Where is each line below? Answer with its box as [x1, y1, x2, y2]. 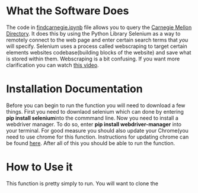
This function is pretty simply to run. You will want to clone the [6, 179, 159, 187]
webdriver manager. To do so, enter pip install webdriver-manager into [6, 120, 182, 128]
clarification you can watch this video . [6, 61, 99, 69]
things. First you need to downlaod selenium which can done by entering [6, 108, 184, 115]
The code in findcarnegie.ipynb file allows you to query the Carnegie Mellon [6, 24, 192, 31]
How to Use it [6, 160, 73, 174]
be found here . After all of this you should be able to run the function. [6, 139, 175, 146]
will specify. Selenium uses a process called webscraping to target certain [6, 43, 188, 50]
